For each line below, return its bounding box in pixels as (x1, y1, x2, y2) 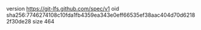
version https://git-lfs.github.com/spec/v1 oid (6, 5, 120, 12)
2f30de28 (6, 18, 32, 25)
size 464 (32, 18, 55, 25)
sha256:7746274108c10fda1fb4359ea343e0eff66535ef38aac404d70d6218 (6, 11, 196, 19)
